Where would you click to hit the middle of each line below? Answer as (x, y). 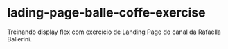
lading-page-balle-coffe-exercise (106, 13)
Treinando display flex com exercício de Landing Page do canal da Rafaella (114, 32)
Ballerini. (20, 39)
